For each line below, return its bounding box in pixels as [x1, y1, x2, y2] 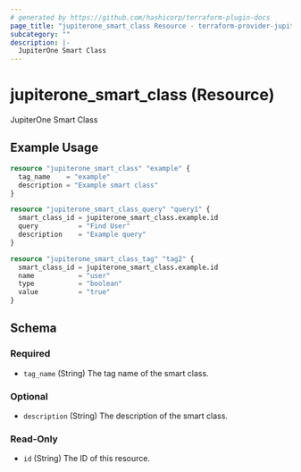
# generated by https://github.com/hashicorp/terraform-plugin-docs [10, 13, 271, 22]
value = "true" [18, 288, 111, 297]
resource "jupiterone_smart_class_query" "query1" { [10, 205, 211, 215]
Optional [10, 390, 48, 402]
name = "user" [18, 271, 111, 280]
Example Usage [10, 140, 99, 156]
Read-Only [10, 433, 59, 445]
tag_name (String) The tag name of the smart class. [22, 367, 209, 378]
